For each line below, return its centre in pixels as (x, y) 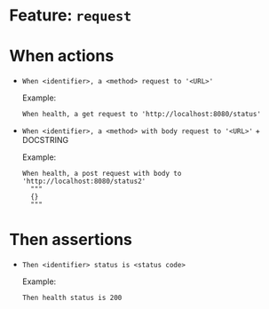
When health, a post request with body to (102, 174)
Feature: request (71, 16)
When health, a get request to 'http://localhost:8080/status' (142, 115)
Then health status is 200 (72, 298)
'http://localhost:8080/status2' (84, 182)
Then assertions (71, 240)
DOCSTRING (45, 140)
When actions (62, 56)
